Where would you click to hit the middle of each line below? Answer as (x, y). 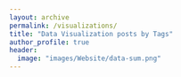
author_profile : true (49, 42)
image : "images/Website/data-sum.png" (90, 58)
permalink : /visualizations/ (63, 26)
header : (24, 50)
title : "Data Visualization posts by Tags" (91, 34)
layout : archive (39, 17)
